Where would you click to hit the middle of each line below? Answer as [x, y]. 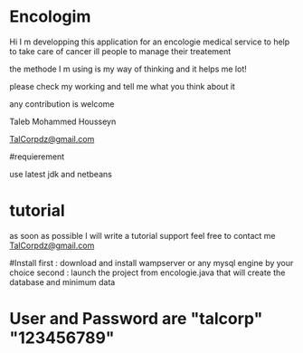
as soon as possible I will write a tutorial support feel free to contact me [142, 235]
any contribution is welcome [62, 104]
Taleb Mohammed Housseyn [63, 121]
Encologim [50, 17]
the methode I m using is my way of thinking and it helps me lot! [128, 69]
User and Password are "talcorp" [136, 319]
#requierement [37, 157]
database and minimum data [62, 281]
